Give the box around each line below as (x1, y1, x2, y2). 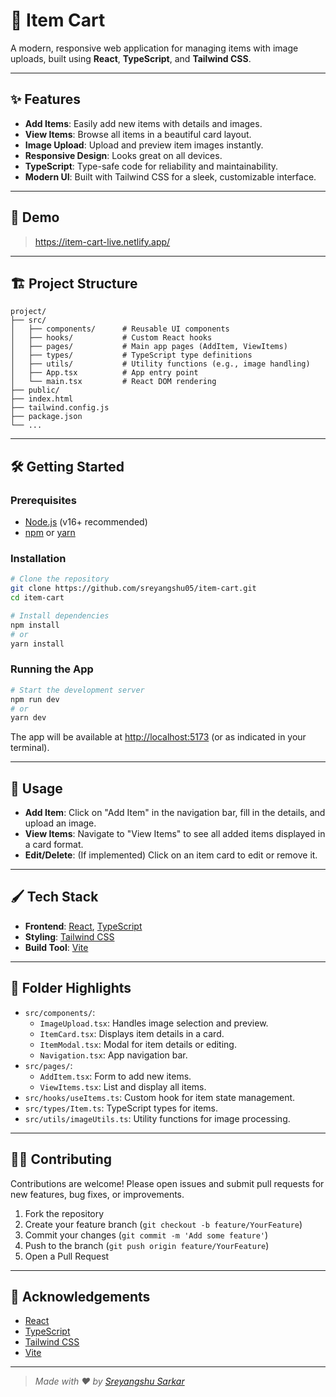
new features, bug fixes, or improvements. (10, 1188, 185, 1200)
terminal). (10, 742, 50, 754)
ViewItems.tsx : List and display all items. (39, 1080, 207, 1093)
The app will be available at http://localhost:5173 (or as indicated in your (10, 731, 307, 743)
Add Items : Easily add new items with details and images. (24, 117, 263, 129)
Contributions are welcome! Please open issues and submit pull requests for (10, 1177, 325, 1189)
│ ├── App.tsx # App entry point (10, 368, 199, 378)
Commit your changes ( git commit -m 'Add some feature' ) (24, 1229, 269, 1241)
